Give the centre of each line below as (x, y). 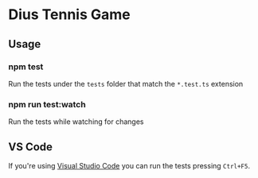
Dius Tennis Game (69, 15)
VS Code (31, 147)
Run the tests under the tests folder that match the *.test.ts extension (126, 83)
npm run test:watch (47, 104)
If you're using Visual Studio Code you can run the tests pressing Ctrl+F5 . (129, 165)
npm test (26, 67)
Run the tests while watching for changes (76, 122)
